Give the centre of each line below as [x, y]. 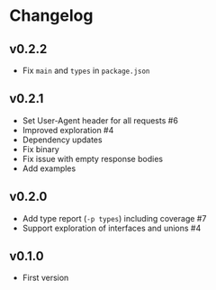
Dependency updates [62, 140]
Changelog [51, 16]
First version [45, 278]
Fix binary [41, 149]
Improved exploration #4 [68, 130]
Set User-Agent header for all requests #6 [100, 120]
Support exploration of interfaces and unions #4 [112, 228]
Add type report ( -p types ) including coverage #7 [114, 218]
